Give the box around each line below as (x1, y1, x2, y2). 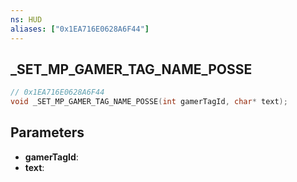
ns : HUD (10, 14, 43, 25)
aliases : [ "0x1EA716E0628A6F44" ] (10, 24, 150, 34)
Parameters (10, 124, 85, 141)
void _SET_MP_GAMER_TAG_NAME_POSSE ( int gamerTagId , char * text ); (10, 97, 288, 107)
